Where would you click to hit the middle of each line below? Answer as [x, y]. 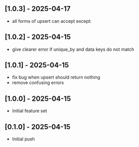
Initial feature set [30, 111]
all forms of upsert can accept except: [52, 21]
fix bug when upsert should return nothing [56, 77]
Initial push [23, 139]
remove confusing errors [38, 83]
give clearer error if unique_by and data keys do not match [73, 49]
